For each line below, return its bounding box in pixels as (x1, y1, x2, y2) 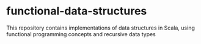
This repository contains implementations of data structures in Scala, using (6, 24, 196, 31)
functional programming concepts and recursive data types (6, 30, 156, 37)
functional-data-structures (6, 4, 147, 18)
